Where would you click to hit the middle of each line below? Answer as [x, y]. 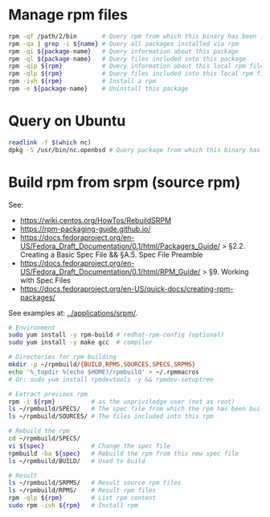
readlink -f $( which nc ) [50, 143]
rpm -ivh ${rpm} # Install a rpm [82, 81]
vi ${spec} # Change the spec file [90, 446]
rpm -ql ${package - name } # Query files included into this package [127, 59]
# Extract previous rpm [48, 394]
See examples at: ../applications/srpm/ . [73, 312]
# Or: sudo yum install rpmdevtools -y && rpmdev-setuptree [111, 379]
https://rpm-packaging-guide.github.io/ [85, 229]
